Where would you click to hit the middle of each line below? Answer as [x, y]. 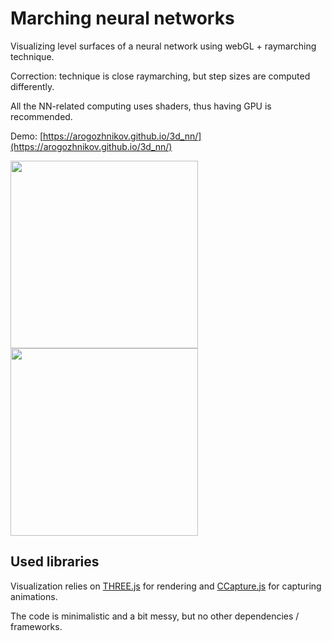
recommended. [41, 116]
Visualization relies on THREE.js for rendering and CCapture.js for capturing [166, 586]
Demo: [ [27, 136]
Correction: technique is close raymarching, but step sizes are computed [160, 76]
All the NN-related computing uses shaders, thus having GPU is [141, 106]
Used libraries [55, 562]
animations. [34, 596]
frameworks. [36, 626]
